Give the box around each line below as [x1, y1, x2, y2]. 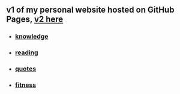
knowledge [14, 33, 49, 41]
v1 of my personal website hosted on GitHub [6, 5, 175, 15]
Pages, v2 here [6, 14, 64, 25]
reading [14, 48, 38, 57]
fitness [14, 81, 37, 89]
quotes [14, 64, 37, 73]
